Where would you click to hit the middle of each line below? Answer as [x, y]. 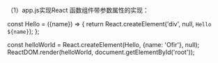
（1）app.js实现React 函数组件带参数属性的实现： [78, 10]
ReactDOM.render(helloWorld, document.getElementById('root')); [101, 52]
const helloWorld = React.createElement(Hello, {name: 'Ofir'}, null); [103, 45]
